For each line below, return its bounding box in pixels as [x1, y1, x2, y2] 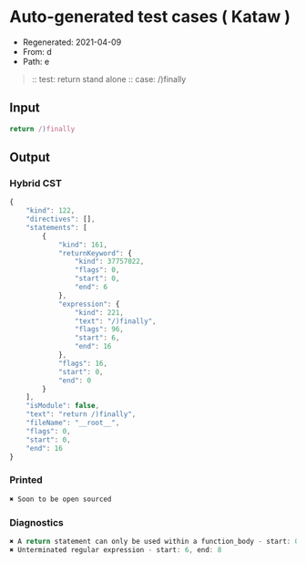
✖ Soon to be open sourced [9, 495, 112, 504]
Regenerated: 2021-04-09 [22, 37, 122, 47]
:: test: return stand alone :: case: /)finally [31, 73, 187, 84]
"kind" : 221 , [74, 308, 125, 317]
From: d [22, 46, 52, 57]
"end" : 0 [57, 376, 92, 385]
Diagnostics [9, 516, 64, 528]
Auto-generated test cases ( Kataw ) [9, 6, 291, 27]
